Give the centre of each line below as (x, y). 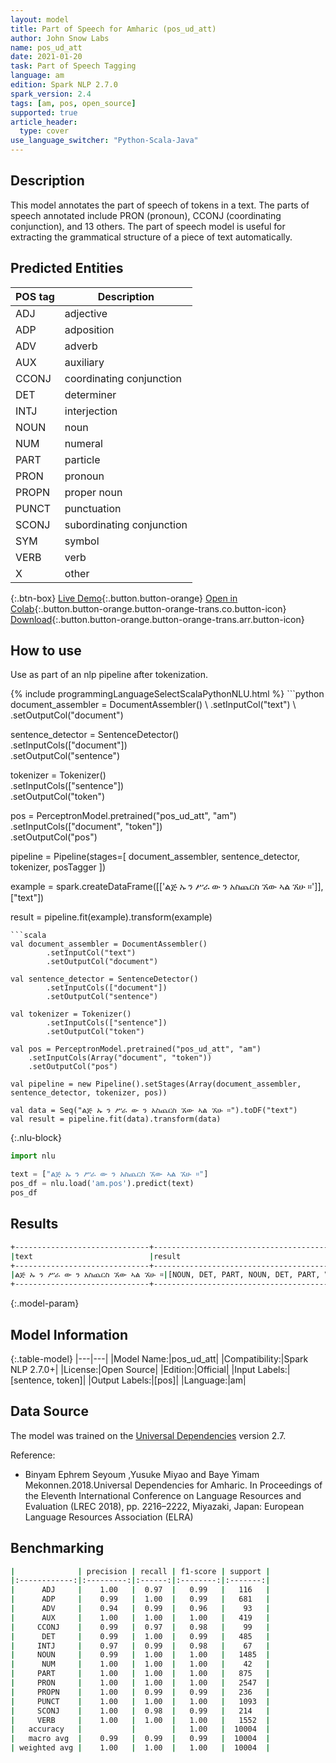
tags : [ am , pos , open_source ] (73, 103)
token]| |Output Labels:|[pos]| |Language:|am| (151, 1380)
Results (34, 1224)
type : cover (44, 131)
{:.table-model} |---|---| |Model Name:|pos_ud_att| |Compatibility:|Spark (159, 1358)
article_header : (44, 122)
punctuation (93, 508)
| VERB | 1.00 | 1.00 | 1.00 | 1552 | (140, 1720)
